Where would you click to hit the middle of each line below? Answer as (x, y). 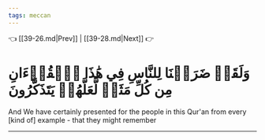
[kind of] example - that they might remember (82, 120)
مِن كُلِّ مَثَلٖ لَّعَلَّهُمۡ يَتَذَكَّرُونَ (90, 89)
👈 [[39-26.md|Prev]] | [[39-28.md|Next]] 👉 (81, 38)
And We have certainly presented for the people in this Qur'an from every (127, 112)
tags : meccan (30, 15)
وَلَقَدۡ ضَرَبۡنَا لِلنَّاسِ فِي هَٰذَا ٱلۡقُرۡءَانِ (129, 73)
